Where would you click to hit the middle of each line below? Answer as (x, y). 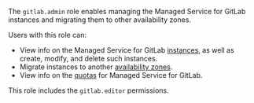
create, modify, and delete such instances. (88, 59)
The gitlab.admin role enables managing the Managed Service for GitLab (127, 11)
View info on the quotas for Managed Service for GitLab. (111, 75)
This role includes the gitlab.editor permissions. (88, 90)
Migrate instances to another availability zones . (96, 67)
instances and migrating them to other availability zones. (99, 20)
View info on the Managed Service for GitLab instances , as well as (127, 50)
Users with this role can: (48, 35)
